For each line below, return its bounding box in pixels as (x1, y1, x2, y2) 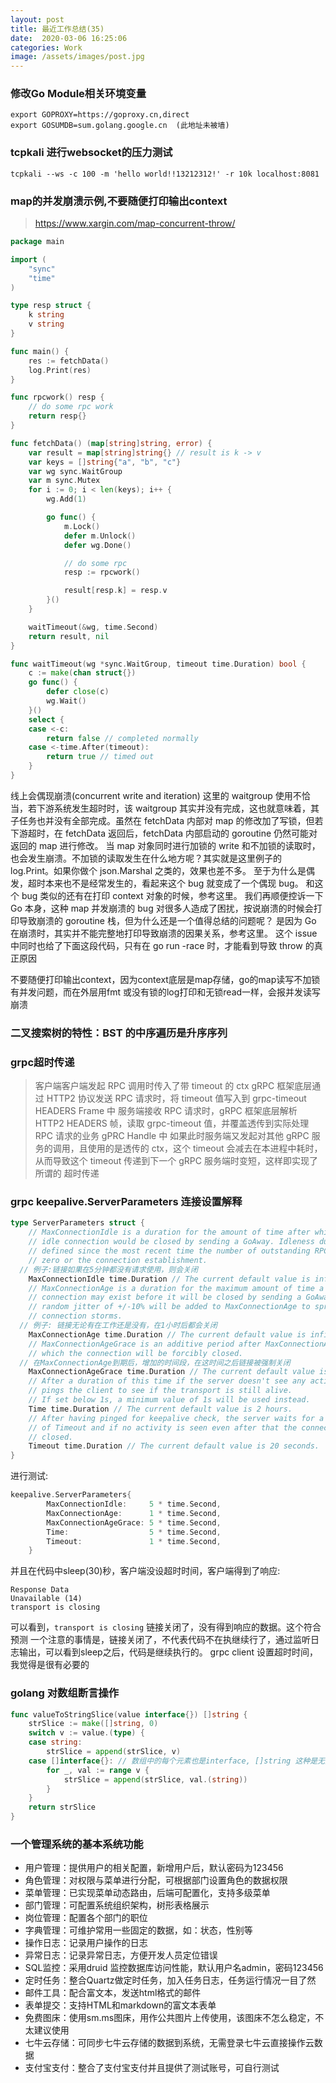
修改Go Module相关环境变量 (10, 87, 147, 101)
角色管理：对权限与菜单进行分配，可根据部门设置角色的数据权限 (24, 1874, 288, 1886)
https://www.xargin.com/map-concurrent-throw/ (34, 217, 236, 230)
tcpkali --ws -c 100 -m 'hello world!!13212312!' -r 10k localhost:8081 (10, 169, 320, 179)
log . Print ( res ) (28, 365, 92, 375)
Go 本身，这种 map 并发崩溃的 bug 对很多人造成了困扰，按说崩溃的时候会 (10, 902, 314, 914)
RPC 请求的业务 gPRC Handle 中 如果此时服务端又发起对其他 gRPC (34, 1130, 310, 1142)
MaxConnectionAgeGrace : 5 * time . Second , (46, 1517, 222, 1528)
